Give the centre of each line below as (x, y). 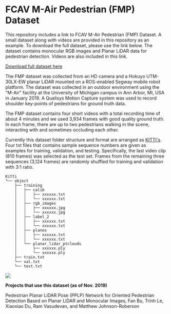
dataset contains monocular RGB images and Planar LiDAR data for (76, 51)
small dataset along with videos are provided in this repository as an (77, 40)
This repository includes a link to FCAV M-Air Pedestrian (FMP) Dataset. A (83, 34)
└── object (17, 181)
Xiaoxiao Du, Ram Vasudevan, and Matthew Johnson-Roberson (72, 306)
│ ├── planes (31, 230)
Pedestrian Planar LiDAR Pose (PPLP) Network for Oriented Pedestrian (80, 295)
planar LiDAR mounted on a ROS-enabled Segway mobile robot (94, 82)
